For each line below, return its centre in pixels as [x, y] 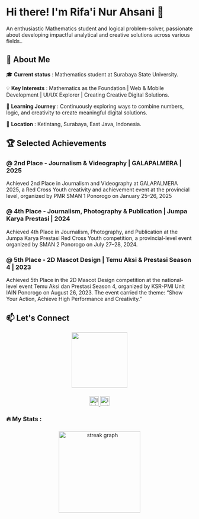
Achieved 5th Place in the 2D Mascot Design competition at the [83, 280]
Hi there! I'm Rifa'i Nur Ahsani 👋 [85, 12]
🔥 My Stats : [24, 419]
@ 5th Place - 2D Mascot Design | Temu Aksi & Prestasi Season [99, 259]
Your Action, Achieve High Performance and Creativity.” [74, 299]
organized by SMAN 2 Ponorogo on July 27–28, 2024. [72, 244]
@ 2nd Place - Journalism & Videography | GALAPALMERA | [94, 164]
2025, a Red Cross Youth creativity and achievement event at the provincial [98, 190]
